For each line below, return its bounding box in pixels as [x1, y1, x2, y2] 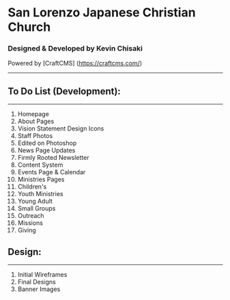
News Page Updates [17, 146, 76, 154]
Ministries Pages [17, 176, 65, 184]
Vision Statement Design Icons [17, 124, 104, 133]
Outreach [17, 212, 44, 220]
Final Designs [17, 278, 57, 286]
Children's [17, 182, 47, 191]
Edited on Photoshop [17, 139, 77, 148]
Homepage [17, 110, 50, 118]
